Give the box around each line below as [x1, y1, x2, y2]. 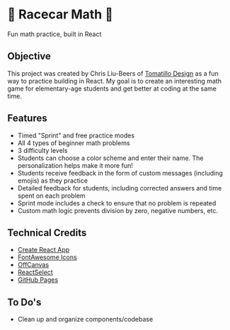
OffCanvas [17, 261, 50, 269]
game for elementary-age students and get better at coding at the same [7, 84, 217, 93]
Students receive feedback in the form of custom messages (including [17, 169, 223, 177]
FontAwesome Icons [17, 253, 77, 261]
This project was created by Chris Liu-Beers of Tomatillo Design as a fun [7, 69, 219, 77]
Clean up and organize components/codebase [17, 315, 154, 324]
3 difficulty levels [17, 146, 68, 154]
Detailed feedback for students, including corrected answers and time [17, 183, 222, 192]
